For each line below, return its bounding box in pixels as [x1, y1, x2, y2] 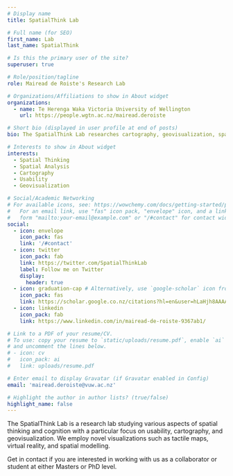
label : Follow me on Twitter [19, 265, 104, 273]
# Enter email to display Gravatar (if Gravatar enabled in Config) [7, 375, 209, 382]
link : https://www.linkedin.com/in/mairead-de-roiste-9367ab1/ [19, 318, 207, 325]
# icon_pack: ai [7, 356, 60, 363]
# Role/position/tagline [7, 74, 79, 81]
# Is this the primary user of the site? [7, 55, 129, 62]
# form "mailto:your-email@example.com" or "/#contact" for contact [7, 214, 216, 221]
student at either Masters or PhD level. [7, 463, 117, 471]
